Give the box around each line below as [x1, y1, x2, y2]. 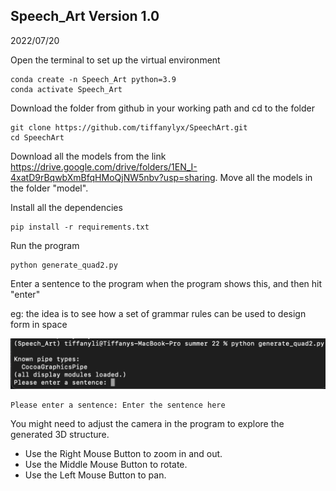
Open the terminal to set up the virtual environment [10, 54, 221, 66]
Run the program [10, 239, 80, 251]
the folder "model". [10, 182, 89, 194]
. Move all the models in [214, 171, 313, 183]
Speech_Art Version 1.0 [10, 8, 160, 25]
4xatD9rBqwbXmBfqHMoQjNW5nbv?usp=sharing [10, 171, 216, 183]
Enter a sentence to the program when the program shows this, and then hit [10, 277, 323, 289]
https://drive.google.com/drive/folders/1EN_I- [10, 160, 198, 173]
